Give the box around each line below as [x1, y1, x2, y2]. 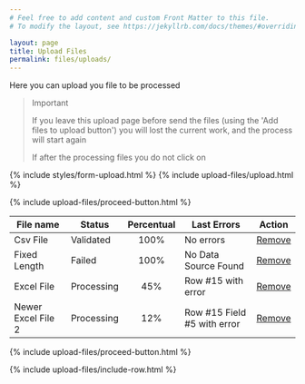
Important [31, 97, 69, 109]
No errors [184, 233, 225, 246]
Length [14, 260, 44, 272]
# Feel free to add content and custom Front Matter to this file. [9, 13, 271, 23]
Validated [71, 233, 112, 246]
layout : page [9, 38, 59, 47]
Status [80, 219, 110, 231]
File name [16, 219, 60, 231]
